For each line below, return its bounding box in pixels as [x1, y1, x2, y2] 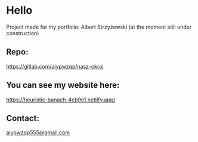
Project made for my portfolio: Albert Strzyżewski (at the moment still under [6, 23, 192, 30]
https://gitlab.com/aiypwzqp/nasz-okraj [6, 63, 104, 70]
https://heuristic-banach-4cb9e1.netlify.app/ [6, 96, 116, 103]
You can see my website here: [6, 80, 120, 90]
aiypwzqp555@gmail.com [6, 129, 70, 136]
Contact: [6, 113, 40, 123]
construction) [6, 29, 39, 36]
